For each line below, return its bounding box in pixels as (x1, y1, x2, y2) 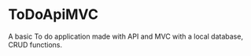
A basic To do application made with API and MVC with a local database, (8, 32, 244, 41)
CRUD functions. (8, 39, 63, 49)
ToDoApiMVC (8, 6, 98, 24)
